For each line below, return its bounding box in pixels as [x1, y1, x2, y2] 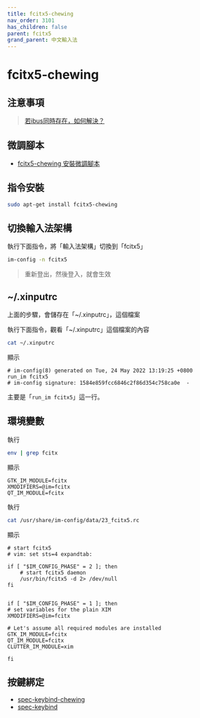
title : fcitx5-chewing [7, 10, 74, 18]
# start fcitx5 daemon [20, 569, 86, 576]
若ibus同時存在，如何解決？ [24, 117, 105, 125]
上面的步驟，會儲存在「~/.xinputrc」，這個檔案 [7, 311, 140, 319]
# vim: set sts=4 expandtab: [7, 550, 93, 557]
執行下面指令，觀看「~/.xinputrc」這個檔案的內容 [7, 326, 149, 334]
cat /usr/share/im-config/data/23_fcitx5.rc [7, 516, 140, 524]
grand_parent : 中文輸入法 [7, 37, 78, 44]
